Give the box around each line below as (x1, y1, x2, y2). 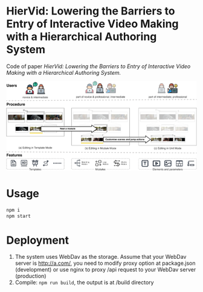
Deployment (6, 233, 69, 247)
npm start (6, 213, 31, 220)
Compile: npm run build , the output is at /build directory (14, 279, 154, 286)
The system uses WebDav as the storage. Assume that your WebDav (14, 253, 187, 261)
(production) (14, 273, 47, 280)
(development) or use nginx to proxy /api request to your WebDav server (14, 266, 196, 273)
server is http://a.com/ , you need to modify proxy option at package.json (14, 259, 196, 267)
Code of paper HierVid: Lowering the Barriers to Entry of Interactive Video (6, 62, 191, 70)
